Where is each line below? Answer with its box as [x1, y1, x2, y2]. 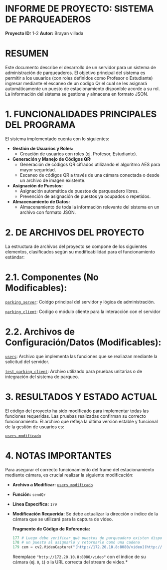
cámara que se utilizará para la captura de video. [12, 516, 113, 522]
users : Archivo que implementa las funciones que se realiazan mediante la [5, 353, 158, 359]
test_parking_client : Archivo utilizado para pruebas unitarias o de [5, 368, 143, 374]
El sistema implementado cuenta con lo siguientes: [5, 136, 110, 142]
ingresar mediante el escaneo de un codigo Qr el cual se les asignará [5, 80, 147, 86]
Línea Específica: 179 [12, 501, 57, 507]
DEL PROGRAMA [5, 119, 76, 131]
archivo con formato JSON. [19, 209, 76, 215]
